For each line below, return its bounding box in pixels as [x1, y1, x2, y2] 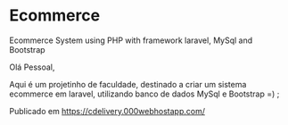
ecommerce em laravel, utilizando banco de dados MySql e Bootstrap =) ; [9, 88, 280, 99]
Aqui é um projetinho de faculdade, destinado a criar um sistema [9, 79, 247, 89]
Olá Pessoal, [9, 62, 55, 72]
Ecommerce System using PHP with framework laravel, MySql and [9, 35, 253, 46]
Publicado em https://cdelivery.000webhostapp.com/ [9, 105, 205, 116]
